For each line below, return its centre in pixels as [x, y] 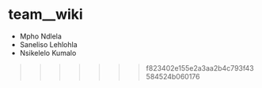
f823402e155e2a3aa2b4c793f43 [200, 68]
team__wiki [46, 15]
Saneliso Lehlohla [48, 44]
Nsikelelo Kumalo [48, 53]
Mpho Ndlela [40, 36]
